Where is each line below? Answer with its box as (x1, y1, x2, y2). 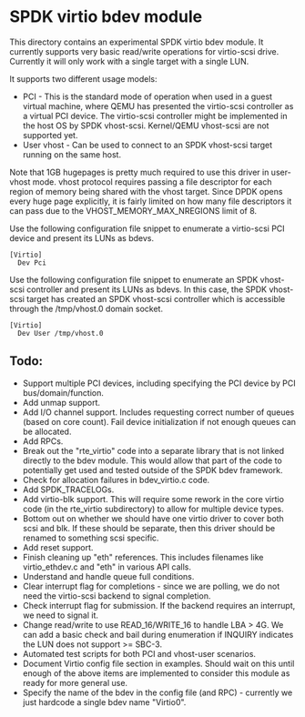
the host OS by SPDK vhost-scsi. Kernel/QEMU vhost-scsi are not (22, 120, 269, 131)
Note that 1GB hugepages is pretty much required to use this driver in (9, 167, 269, 177)
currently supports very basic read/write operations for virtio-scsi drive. (9, 45, 280, 56)
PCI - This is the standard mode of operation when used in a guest (22, 91, 273, 102)
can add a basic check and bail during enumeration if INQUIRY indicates (22, 629, 294, 640)
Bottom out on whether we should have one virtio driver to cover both (22, 512, 284, 524)
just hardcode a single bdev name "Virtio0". (22, 696, 187, 707)
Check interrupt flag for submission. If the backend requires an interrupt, (22, 600, 296, 611)
